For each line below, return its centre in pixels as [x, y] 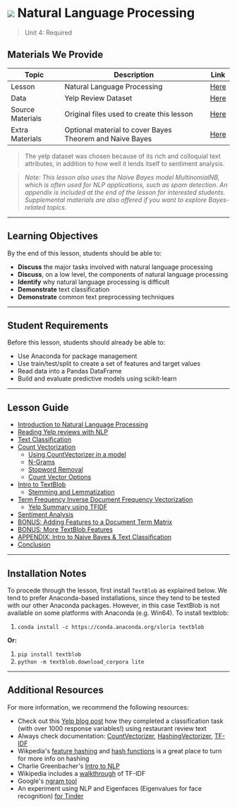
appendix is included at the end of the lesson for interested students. [125, 192]
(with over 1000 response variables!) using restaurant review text [112, 728]
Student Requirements [58, 325]
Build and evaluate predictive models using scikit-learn [97, 378]
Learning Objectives [53, 236]
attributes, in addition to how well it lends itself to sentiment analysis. [124, 163]
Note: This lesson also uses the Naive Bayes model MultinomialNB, [122, 177]
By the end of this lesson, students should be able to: [85, 253]
